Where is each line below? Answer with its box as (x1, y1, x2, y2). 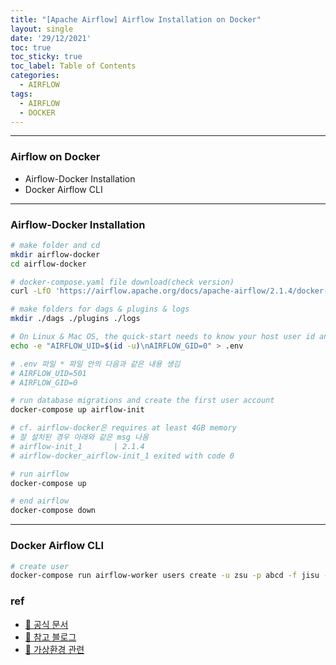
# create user (10, 561, 70, 571)
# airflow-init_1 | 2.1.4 (10, 441, 145, 451)
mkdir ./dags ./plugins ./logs (10, 314, 141, 324)
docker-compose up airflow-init (10, 405, 145, 415)
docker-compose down (10, 506, 97, 516)
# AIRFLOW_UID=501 (10, 368, 87, 378)
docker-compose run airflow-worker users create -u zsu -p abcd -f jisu (10, 571, 320, 581)
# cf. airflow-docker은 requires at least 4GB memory (10, 423, 237, 433)
